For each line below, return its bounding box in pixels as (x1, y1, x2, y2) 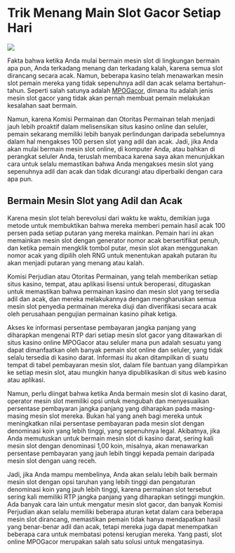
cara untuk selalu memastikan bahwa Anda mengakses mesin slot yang (7, 160, 214, 168)
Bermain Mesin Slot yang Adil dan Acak (7, 195, 183, 207)
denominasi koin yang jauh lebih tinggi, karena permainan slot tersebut (7, 485, 212, 493)
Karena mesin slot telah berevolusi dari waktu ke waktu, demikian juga (7, 213, 210, 222)
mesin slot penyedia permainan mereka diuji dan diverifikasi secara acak (7, 302, 217, 310)
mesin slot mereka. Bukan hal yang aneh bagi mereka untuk (29, 412, 203, 420)
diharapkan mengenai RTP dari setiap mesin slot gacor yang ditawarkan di (7, 331, 222, 339)
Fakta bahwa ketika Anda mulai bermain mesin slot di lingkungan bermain (7, 56, 220, 65)
